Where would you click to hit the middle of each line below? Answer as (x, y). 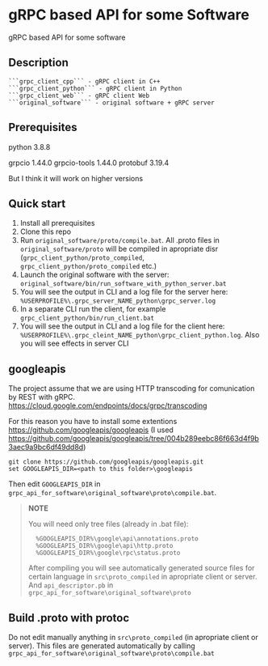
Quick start (37, 204)
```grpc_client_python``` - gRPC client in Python (95, 88)
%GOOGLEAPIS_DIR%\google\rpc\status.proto (108, 553)
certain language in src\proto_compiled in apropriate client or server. (142, 577)
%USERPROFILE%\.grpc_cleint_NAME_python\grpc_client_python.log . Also (140, 335)
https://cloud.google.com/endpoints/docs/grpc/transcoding (108, 405)
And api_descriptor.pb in (71, 585)
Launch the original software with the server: (94, 275)
